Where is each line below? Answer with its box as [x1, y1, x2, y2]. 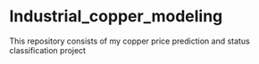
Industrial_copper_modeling [9, 6, 223, 27]
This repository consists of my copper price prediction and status [9, 36, 250, 46]
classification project [9, 44, 87, 55]
